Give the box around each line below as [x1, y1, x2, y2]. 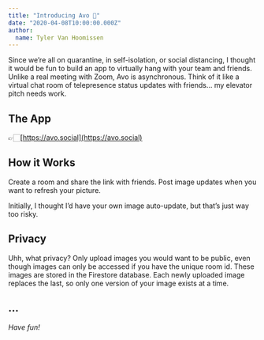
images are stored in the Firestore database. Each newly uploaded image [8, 270, 245, 279]
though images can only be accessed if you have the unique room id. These [8, 262, 255, 271]
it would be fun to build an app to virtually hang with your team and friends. [8, 64, 252, 74]
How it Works [8, 156, 76, 170]
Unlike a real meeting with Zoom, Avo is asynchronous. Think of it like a [8, 72, 240, 81]
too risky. [8, 209, 39, 218]
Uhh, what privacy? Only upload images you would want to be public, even [8, 253, 251, 263]
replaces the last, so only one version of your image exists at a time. [8, 278, 229, 288]
